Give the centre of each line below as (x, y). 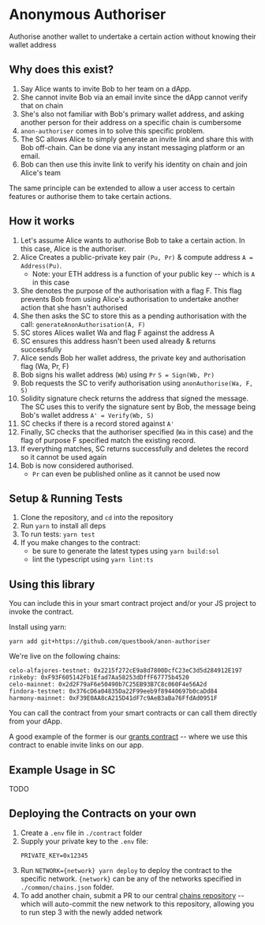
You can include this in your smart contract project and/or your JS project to (133, 604)
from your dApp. (35, 721)
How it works (42, 222)
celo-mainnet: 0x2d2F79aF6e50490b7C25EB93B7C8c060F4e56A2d (108, 685)
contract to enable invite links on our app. (77, 745)
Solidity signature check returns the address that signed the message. (134, 398)
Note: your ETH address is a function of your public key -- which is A (144, 273)
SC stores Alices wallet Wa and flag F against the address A (118, 333)
